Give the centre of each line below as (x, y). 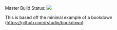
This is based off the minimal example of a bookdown (59, 17)
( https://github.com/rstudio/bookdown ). (45, 22)
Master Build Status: (25, 8)
